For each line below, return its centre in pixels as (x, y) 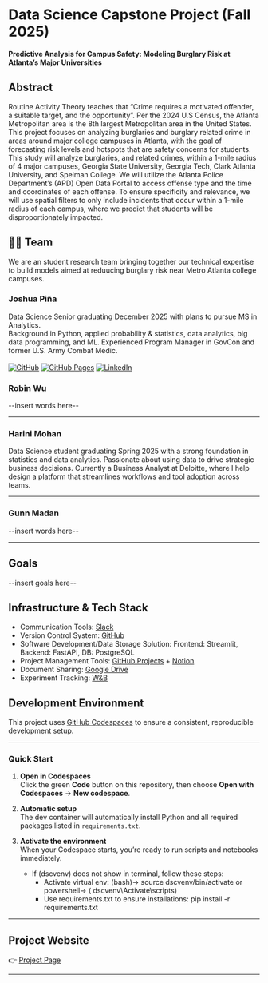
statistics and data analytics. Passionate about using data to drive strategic (131, 460)
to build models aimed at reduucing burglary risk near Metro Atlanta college (132, 270)
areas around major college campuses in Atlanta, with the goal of (115, 141)
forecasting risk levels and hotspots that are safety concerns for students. (130, 149)
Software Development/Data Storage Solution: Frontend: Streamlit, (129, 644)
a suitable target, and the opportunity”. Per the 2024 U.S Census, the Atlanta (134, 115)
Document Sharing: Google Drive (74, 670)
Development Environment (76, 703)
